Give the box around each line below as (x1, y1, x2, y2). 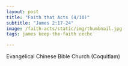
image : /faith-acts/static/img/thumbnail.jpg (6, 25, 122, 32)
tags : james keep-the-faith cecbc (6, 31, 93, 37)
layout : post (6, 8, 39, 15)
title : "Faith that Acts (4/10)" (6, 14, 90, 20)
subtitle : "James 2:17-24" (6, 20, 74, 26)
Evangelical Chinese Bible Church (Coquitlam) (6, 53, 120, 60)
